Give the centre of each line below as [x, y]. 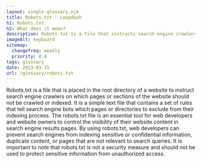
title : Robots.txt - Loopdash [44, 17]
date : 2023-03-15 [28, 67]
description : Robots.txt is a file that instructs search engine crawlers [102, 34]
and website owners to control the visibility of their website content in [92, 122]
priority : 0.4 [29, 56]
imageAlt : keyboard [31, 40]
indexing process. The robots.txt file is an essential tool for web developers [99, 116]
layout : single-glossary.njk [43, 12]
